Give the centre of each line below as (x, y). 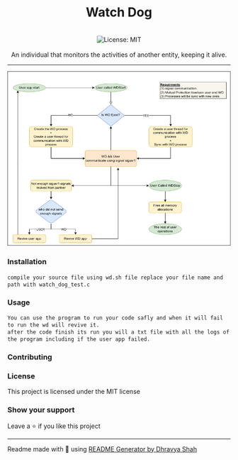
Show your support (41, 410)
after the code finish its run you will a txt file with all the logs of (119, 332)
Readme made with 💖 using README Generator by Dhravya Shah (102, 449)
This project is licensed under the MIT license (74, 392)
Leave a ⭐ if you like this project (54, 426)
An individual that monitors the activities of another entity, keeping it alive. (119, 55)
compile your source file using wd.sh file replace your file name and (115, 278)
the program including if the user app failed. (79, 339)
